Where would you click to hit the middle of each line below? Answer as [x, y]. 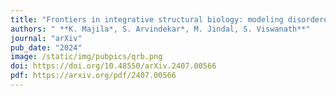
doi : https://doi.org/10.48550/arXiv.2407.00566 [113, 66]
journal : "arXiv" [46, 38]
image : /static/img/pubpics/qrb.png [86, 57]
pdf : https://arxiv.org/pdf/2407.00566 [93, 76]
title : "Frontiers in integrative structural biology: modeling [147, 19]
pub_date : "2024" [46, 47]
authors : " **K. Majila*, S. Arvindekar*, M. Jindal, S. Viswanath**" [160, 29]
